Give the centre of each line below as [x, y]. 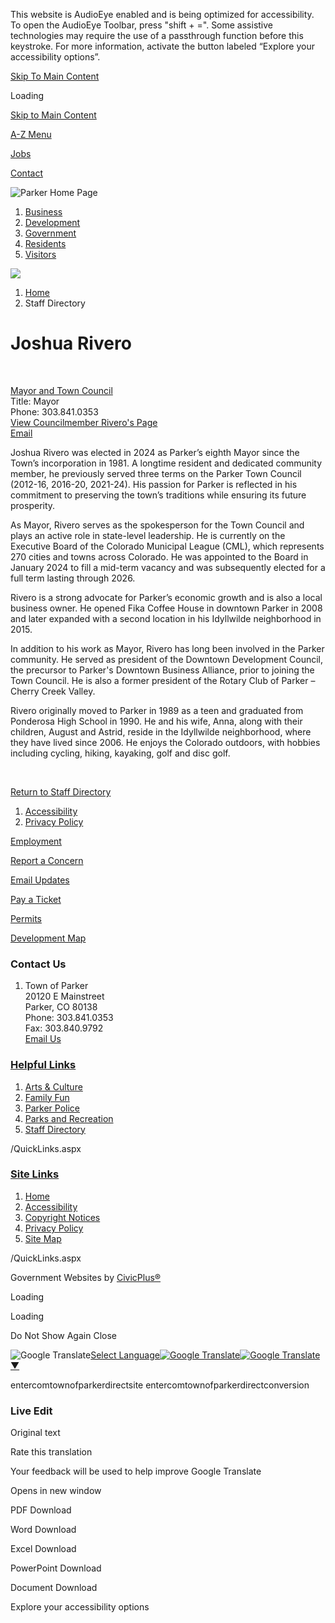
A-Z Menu [31, 134]
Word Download [43, 1530]
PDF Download [41, 1510]
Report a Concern [47, 860]
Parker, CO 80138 [61, 1007]
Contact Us [38, 964]
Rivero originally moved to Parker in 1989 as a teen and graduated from [157, 710]
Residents [45, 243]
